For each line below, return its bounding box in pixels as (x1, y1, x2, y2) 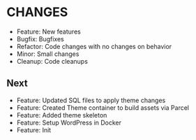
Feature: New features (16, 27, 81, 36)
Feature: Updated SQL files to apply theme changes (16, 96, 166, 104)
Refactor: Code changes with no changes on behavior (16, 42, 172, 50)
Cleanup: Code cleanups (16, 57, 89, 65)
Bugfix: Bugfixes (16, 34, 64, 43)
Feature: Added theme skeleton (16, 111, 107, 119)
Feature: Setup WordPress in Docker (16, 118, 122, 127)
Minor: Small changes (16, 50, 80, 58)
